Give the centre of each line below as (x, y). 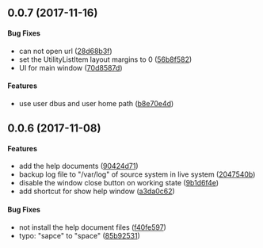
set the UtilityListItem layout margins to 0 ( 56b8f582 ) (105, 59)
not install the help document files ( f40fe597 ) (93, 227)
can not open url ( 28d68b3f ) (65, 51)
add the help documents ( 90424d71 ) (79, 166)
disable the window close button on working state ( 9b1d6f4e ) (119, 183)
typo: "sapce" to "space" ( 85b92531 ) (79, 235)
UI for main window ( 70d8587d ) (71, 67)
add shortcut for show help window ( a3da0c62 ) (97, 191)
